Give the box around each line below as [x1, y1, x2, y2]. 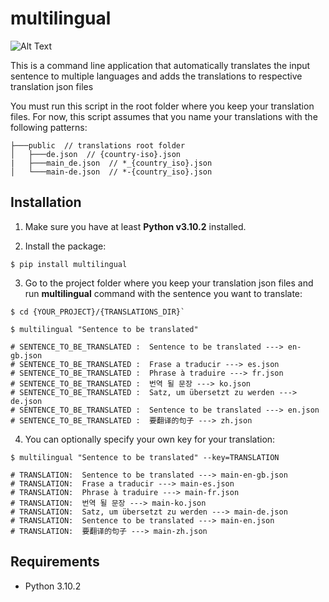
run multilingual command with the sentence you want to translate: [24, 287, 303, 299]
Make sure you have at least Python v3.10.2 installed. [24, 220, 247, 232]
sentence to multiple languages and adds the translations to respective [10, 70, 303, 82]
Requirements [10, 553, 100, 571]
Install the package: [24, 240, 107, 252]
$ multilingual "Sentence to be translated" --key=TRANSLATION [10, 452, 280, 462]
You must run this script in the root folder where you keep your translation [10, 100, 315, 112]
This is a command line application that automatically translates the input [10, 59, 311, 71]
